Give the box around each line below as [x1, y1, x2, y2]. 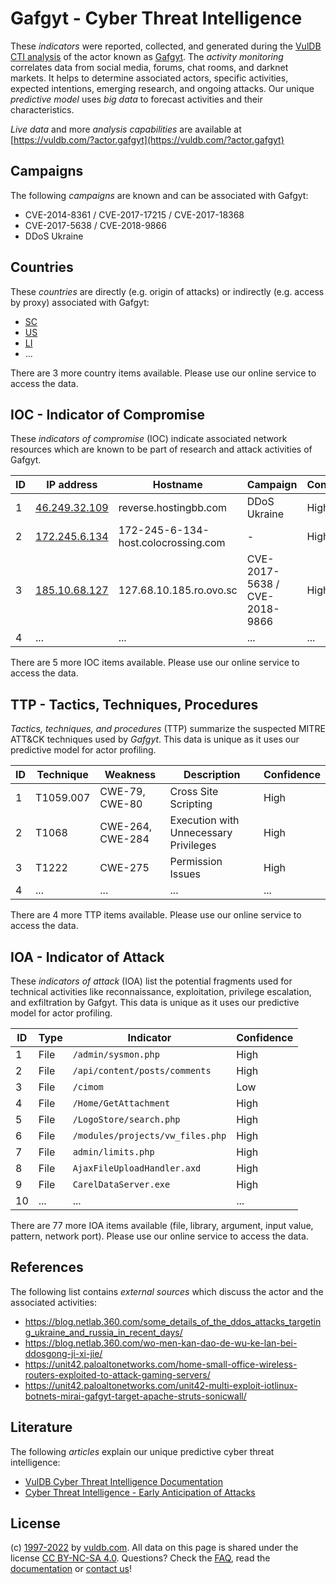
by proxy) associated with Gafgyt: [10, 296, 150, 308]
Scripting [169, 797, 213, 811]
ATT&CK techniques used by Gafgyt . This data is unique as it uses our [10, 733, 300, 746]
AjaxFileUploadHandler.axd [72, 1163, 202, 1174]
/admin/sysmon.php [72, 1049, 160, 1060]
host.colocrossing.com [118, 536, 226, 550]
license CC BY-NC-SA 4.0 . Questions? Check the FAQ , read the [10, 1552, 271, 1564]
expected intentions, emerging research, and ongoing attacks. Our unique [10, 82, 315, 94]
